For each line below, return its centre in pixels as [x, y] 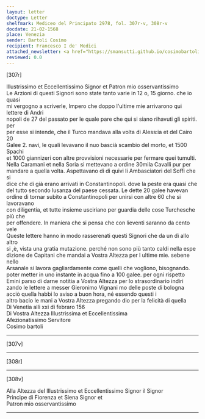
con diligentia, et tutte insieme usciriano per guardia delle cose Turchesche [101, 210]
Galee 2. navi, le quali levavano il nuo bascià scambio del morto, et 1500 [97, 145]
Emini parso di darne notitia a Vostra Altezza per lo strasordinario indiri [95, 281]
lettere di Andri [25, 112]
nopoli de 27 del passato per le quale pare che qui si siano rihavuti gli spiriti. [102, 119]
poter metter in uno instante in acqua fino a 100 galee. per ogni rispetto [95, 274]
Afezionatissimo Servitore [39, 320]
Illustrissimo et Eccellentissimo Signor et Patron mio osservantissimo [92, 87]
